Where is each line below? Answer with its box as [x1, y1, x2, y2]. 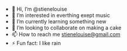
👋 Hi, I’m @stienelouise [11, 6, 67, 12]
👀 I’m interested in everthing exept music [11, 12, 110, 19]
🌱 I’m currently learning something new [11, 18, 107, 25]
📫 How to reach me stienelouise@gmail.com [11, 31, 121, 38]
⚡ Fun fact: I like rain [11, 40, 61, 46]
